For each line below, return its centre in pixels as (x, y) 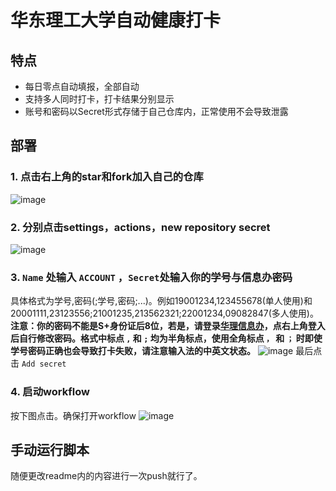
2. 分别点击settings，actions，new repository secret (140, 227)
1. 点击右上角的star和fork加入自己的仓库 (107, 177)
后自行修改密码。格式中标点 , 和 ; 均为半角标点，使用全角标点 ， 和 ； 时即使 (166, 338)
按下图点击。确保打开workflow (73, 415)
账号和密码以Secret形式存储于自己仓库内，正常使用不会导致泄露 (156, 111)
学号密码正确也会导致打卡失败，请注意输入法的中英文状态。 (133, 351)
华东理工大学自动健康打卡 (116, 20)
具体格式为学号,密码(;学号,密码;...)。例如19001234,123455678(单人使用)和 (161, 301)
